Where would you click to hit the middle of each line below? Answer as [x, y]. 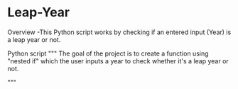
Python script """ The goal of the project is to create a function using [108, 53]
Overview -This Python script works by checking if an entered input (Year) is [119, 32]
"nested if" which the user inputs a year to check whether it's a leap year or [118, 61]
